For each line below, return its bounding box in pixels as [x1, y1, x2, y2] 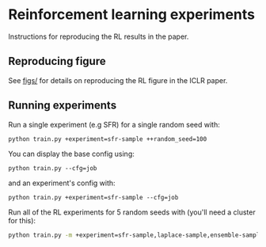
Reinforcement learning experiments [8, 6, 256, 24]
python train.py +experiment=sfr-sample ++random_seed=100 [8, 135, 207, 143]
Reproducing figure [8, 55, 106, 68]
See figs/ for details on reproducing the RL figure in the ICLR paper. [8, 75, 228, 85]
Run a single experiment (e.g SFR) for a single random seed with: [8, 120, 220, 129]
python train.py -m [8, 231, 73, 239]
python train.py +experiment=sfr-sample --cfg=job [8, 194, 179, 202]
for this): [8, 216, 36, 226]
